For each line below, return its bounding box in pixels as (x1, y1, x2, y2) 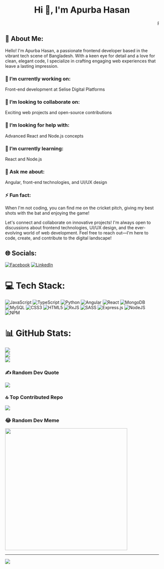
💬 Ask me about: (5, 168, 45, 175)
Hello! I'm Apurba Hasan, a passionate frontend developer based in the (5, 47, 148, 53)
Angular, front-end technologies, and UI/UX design (5, 179, 107, 185)
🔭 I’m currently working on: (5, 75, 71, 82)
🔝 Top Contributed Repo (5, 394, 63, 401)
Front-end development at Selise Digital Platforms (5, 86, 105, 92)
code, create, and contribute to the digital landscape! (5, 235, 112, 241)
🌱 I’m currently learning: (5, 145, 63, 152)
